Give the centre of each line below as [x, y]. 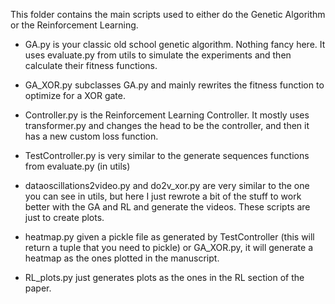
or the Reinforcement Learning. [74, 25]
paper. [38, 288]
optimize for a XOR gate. [75, 95]
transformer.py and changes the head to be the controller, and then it [167, 125]
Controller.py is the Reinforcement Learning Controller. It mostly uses [167, 115]
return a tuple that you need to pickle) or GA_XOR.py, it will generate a [168, 247]
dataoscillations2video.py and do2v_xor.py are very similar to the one [167, 185]
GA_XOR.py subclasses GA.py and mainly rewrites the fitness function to [174, 85]
